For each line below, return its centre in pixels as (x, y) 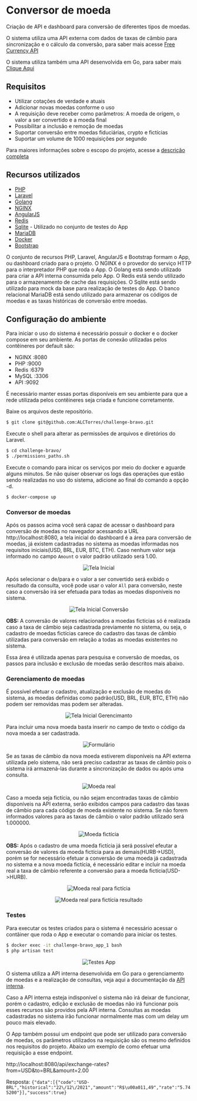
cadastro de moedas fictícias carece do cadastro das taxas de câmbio (91, 633)
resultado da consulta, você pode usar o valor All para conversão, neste (94, 586)
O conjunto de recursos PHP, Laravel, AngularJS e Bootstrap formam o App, (98, 257)
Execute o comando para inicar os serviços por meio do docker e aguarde (96, 467)
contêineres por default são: (40, 346)
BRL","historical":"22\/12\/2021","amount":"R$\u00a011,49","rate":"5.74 (98, 1087)
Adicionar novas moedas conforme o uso (64, 107)
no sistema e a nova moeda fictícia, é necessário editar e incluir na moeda (96, 865)
